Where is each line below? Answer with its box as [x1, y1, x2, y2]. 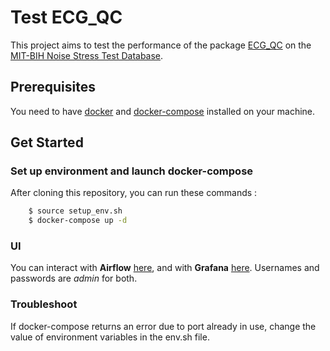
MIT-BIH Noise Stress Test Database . [10, 49, 164, 61]
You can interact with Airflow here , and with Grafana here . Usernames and [10, 262, 320, 274]
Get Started [10, 134, 84, 151]
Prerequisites [10, 79, 96, 96]
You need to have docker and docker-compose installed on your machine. [10, 105, 316, 117]
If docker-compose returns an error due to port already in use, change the [10, 320, 317, 332]
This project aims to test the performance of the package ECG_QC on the [10, 39, 312, 51]
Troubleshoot [10, 297, 78, 311]
